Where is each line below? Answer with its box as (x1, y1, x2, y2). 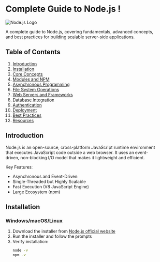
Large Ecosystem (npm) (12, 189, 60, 195)
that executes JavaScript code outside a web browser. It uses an (5, 149, 134, 155)
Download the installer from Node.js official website (12, 229, 116, 234)
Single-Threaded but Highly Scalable (12, 178, 86, 185)
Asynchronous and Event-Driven (12, 173, 78, 179)
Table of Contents (5, 48, 61, 56)
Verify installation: (12, 239, 49, 245)
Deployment (12, 107, 37, 113)
